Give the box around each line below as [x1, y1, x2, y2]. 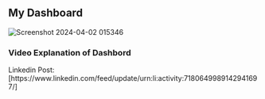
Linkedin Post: [8, 65, 55, 74]
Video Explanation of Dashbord [8, 47, 131, 58]
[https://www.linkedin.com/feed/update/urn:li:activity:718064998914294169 [8, 74, 258, 83]
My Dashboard [8, 6, 84, 20]
